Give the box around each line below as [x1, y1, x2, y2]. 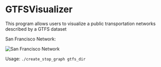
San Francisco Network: [5, 36, 56, 42]
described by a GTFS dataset [5, 26, 67, 32]
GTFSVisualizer [5, 4, 73, 15]
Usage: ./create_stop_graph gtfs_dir [5, 55, 86, 62]
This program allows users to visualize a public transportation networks [5, 20, 156, 27]
